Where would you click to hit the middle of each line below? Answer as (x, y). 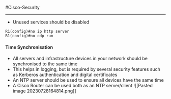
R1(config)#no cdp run (29, 36)
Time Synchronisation (29, 47)
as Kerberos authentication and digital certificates (65, 75)
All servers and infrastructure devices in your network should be (80, 59)
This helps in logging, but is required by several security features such (86, 69)
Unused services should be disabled (51, 22)
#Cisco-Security (22, 7)
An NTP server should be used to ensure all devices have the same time (88, 80)
